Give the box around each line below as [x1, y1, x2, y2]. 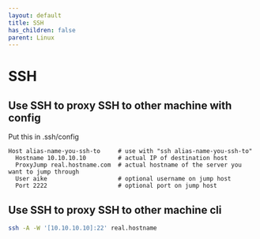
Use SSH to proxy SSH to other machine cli [8, 203, 222, 217]
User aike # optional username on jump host [15, 175, 232, 183]
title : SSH [8, 19, 44, 27]
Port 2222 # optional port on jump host [15, 182, 217, 190]
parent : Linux [8, 33, 55, 42]
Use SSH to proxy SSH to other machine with [8, 99, 232, 112]
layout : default [8, 11, 62, 20]
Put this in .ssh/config [8, 132, 79, 142]
